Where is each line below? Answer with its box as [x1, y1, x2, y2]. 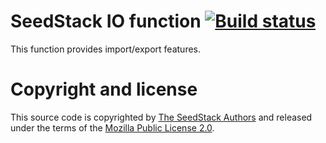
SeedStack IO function [10, 10, 202, 33]
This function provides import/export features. [10, 43, 202, 55]
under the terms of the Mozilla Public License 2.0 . [10, 121, 215, 134]
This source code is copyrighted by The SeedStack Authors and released [10, 111, 313, 123]
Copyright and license [10, 78, 198, 101]
